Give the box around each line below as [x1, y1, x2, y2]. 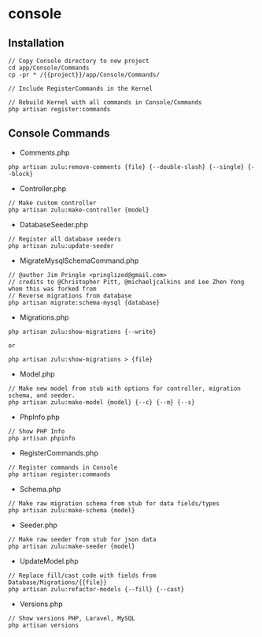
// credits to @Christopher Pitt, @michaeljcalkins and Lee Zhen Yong [8, 278, 245, 286]
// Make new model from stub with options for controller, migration [8, 384, 242, 392]
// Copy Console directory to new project [8, 57, 149, 65]
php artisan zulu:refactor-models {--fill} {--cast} [8, 585, 185, 593]
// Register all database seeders [8, 234, 122, 243]
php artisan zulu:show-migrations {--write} [8, 328, 157, 335]
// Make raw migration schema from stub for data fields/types [8, 499, 220, 508]
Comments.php [19, 148, 70, 157]
